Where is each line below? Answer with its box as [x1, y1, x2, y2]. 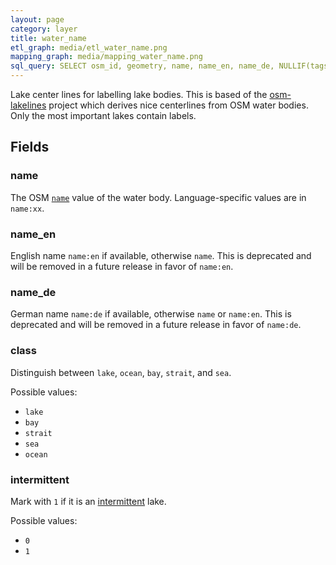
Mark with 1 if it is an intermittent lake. [10, 495, 167, 507]
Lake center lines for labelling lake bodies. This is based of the [10, 89, 268, 100]
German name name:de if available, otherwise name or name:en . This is [10, 308, 292, 320]
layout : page [10, 14, 65, 25]
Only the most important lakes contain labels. [10, 110, 197, 121]
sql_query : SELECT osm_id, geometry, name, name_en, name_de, [10, 61, 275, 71]
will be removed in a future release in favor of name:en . [10, 260, 234, 272]
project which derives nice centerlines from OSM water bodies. [48, 99, 309, 111]
